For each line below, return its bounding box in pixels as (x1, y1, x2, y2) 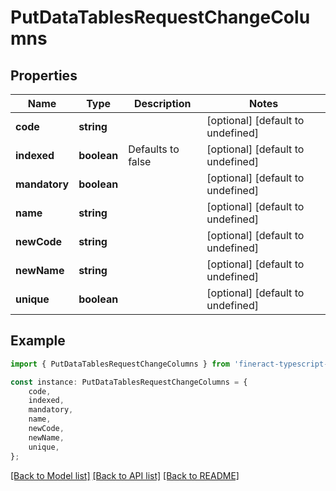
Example (10, 332, 66, 350)
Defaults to (128, 142, 180, 156)
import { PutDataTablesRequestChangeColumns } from (10, 359, 230, 369)
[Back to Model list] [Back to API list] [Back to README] (10, 469, 240, 481)
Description (133, 97, 192, 110)
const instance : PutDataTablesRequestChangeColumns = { (10, 377, 248, 387)
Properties (10, 67, 78, 84)
